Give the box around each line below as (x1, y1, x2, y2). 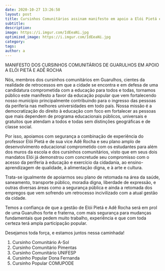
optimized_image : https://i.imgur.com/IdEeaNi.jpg (5, 35, 111, 40)
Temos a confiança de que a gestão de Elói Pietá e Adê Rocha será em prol (5, 205, 157, 211)
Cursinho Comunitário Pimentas (12, 244, 77, 250)
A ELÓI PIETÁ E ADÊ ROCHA (5, 67, 62, 73)
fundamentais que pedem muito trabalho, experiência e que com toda (5, 215, 146, 221)
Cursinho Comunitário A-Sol (12, 239, 70, 245)
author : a (5, 48, 26, 53)
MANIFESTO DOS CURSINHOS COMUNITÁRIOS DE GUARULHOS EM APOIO (5, 62, 160, 68)
